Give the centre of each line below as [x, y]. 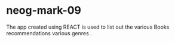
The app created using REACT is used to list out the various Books [88, 27]
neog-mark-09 [44, 10]
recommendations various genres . [49, 33]
